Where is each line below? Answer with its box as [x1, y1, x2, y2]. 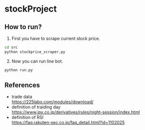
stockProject [4, 3, 57, 15]
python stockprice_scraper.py [4, 49, 66, 54]
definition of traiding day [11, 104, 61, 110]
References [4, 81, 40, 89]
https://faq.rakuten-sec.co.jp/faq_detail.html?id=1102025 [11, 120, 125, 126]
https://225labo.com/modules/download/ [11, 99, 94, 105]
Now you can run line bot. [11, 58, 63, 64]
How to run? [4, 23, 42, 31]
